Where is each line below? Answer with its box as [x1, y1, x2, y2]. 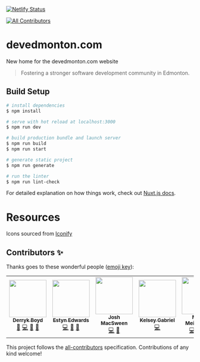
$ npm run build [6, 141, 46, 147]
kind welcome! [6, 350, 42, 357]
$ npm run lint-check [6, 179, 60, 185]
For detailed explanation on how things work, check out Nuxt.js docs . [6, 190, 176, 197]
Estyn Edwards [52, 317, 89, 324]
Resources [6, 211, 61, 224]
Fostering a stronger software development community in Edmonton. [20, 69, 190, 76]
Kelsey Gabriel [139, 317, 176, 324]
